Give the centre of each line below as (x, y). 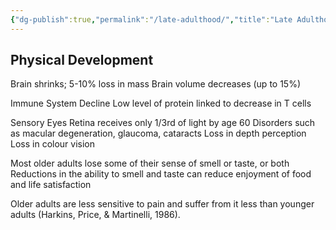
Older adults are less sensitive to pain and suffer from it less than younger (162, 204)
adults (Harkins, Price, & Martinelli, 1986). (95, 215)
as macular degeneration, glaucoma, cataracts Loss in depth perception (158, 133)
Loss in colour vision (52, 144)
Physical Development (82, 60)
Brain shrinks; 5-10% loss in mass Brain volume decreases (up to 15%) (156, 84)
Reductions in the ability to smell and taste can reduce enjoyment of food (161, 174)
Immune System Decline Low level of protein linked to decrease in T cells (161, 103)
